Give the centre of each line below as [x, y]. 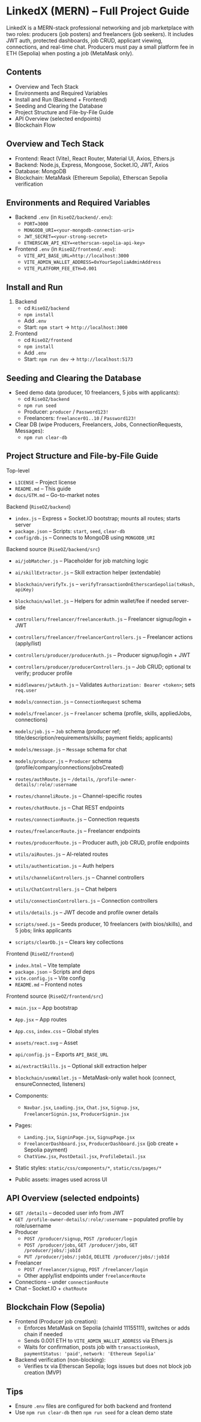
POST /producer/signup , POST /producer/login [81, 1238]
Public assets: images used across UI [61, 1179]
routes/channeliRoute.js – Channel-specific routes [78, 796]
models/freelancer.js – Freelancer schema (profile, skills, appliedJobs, [103, 713]
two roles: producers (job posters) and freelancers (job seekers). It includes [100, 34]
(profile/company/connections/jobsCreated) [69, 767]
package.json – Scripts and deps [55, 971]
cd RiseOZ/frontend [48, 340]
